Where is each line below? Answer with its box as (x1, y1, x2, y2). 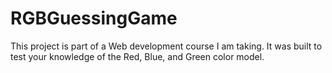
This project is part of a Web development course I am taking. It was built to (10, 40, 323, 52)
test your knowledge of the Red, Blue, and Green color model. (10, 50, 265, 62)
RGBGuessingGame (10, 7, 178, 30)
